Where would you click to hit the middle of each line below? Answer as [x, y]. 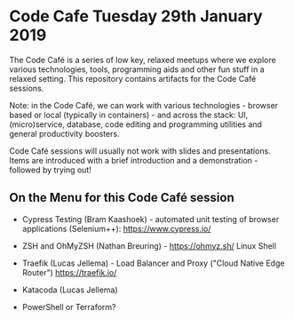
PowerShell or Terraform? [69, 307]
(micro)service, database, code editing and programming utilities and [135, 124]
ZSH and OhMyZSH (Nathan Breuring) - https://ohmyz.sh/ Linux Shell [149, 245]
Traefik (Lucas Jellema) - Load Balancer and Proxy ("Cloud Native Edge [153, 263]
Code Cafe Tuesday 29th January [136, 16]
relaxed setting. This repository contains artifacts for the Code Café [133, 78]
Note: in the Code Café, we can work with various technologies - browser [143, 105]
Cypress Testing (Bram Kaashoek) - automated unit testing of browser [151, 219]
